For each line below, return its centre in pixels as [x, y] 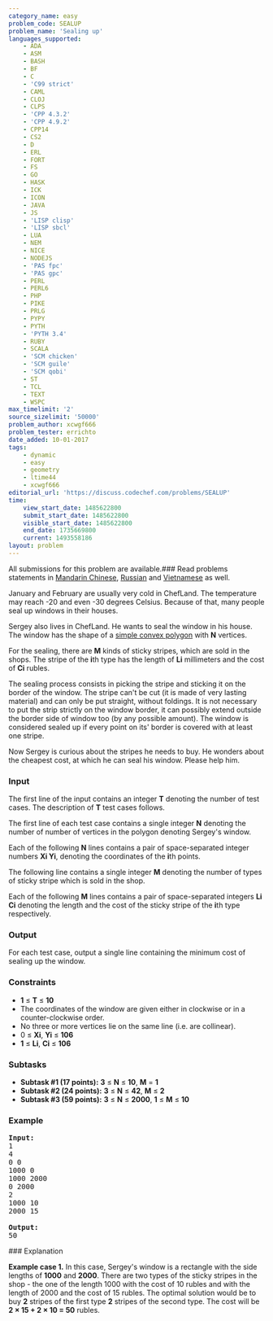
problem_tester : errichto [52, 432]
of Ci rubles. [29, 667]
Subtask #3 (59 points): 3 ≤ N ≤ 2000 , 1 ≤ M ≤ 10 [104, 1100]
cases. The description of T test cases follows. [87, 807]
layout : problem [36, 546]
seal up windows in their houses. [63, 610]
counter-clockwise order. [62, 1017]
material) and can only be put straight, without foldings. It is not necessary [133, 701]
